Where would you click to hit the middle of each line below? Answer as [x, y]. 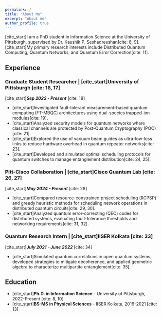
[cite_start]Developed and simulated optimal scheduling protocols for [81, 154]
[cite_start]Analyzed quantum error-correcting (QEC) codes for [75, 213]
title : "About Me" [24, 14]
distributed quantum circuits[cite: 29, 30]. [54, 208]
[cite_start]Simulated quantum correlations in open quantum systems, [82, 256]
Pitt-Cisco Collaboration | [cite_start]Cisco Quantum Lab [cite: [80, 172]
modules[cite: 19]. [30, 118]
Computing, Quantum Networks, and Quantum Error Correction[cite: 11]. [77, 53]
